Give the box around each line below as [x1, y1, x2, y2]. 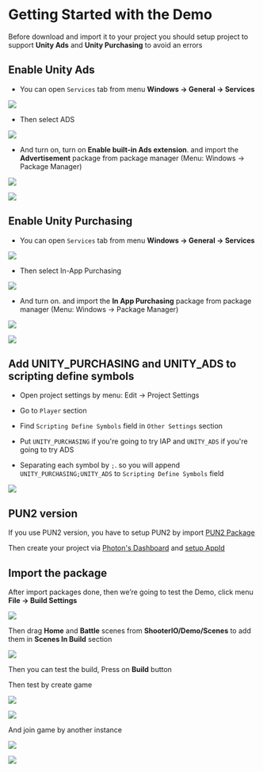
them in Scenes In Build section [8, 635, 112, 643]
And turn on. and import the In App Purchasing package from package [19, 296, 252, 305]
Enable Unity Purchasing [8, 214, 133, 228]
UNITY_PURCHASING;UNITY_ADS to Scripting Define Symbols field [19, 469, 224, 478]
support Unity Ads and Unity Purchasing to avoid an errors [8, 40, 203, 49]
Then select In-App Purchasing [19, 266, 121, 275]
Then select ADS [19, 114, 75, 124]
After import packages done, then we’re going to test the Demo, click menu [8, 587, 253, 597]
